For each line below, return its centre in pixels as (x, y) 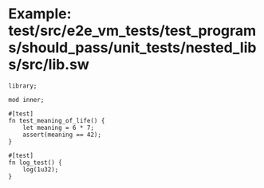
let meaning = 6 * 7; (58, 127)
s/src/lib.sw (49, 65)
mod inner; (26, 100)
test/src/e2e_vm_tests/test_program (132, 31)
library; (23, 86)
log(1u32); (41, 169)
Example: (40, 14)
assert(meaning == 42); (62, 135)
